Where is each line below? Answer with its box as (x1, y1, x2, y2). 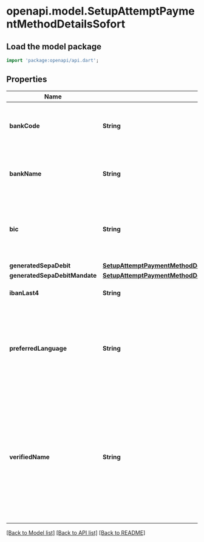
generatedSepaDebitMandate (9, 271, 97, 280)
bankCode (9, 122, 41, 130)
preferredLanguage (9, 344, 67, 352)
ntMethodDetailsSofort (6, 17, 126, 31)
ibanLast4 (9, 289, 39, 297)
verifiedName (9, 453, 50, 461)
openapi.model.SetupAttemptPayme (6, 4, 195, 18)
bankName (9, 169, 42, 177)
